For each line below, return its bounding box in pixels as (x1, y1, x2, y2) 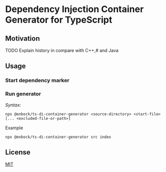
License (5, 148, 31, 156)
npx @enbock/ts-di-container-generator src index (5, 134, 112, 139)
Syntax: (5, 102, 21, 108)
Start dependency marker (5, 77, 69, 84)
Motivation (5, 34, 40, 43)
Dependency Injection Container (5, 4, 144, 15)
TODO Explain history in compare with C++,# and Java (5, 48, 119, 53)
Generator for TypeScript (5, 14, 112, 26)
